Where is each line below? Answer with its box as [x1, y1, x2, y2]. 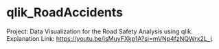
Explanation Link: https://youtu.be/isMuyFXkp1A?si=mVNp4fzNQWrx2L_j [6, 34, 212, 42]
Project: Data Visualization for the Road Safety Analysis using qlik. [6, 27, 194, 35]
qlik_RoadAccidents [6, 5, 124, 20]
